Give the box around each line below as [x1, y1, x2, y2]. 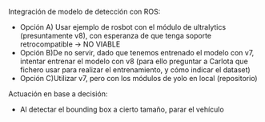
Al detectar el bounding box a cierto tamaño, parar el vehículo [19, 104, 224, 114]
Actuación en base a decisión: [8, 89, 108, 99]
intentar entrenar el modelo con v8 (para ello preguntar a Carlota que [19, 56, 248, 66]
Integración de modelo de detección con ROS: [8, 7, 161, 16]
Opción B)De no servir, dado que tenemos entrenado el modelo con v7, [19, 48, 255, 57]
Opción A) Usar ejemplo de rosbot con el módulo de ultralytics [19, 22, 227, 31]
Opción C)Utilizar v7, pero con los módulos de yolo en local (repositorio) [19, 74, 258, 83]
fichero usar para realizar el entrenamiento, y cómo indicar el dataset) [19, 65, 251, 75]
